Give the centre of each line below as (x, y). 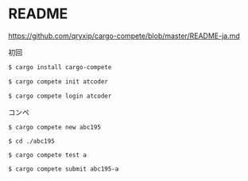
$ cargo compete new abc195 (55, 127)
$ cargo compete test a (48, 155)
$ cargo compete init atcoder (58, 81)
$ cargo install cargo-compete (60, 67)
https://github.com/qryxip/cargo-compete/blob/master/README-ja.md (124, 36)
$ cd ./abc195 (32, 141)
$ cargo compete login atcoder (60, 96)
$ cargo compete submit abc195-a (64, 169)
